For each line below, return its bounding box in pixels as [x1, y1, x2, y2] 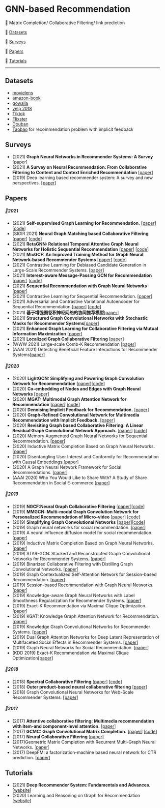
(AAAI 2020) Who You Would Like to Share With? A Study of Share [12, 475, 147, 480]
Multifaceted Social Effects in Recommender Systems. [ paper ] [12, 639, 138, 645]
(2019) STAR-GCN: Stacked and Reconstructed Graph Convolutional [12, 550, 150, 556]
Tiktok [12, 111, 26, 117]
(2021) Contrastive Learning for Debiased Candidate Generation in [12, 262, 146, 268]
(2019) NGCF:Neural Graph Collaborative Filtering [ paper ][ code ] [12, 503, 145, 509]
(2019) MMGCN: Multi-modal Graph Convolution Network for [12, 509, 139, 514]
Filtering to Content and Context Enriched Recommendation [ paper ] [12, 169, 153, 175]
